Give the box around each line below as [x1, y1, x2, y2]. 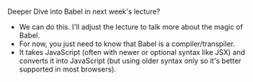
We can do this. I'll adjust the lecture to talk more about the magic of [18, 22, 243, 31]
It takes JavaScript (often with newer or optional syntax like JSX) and [18, 48, 246, 57]
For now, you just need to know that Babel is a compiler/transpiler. [18, 39, 235, 49]
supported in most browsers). [18, 64, 117, 74]
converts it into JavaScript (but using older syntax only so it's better [18, 56, 242, 65]
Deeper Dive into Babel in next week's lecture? [7, 7, 161, 16]
